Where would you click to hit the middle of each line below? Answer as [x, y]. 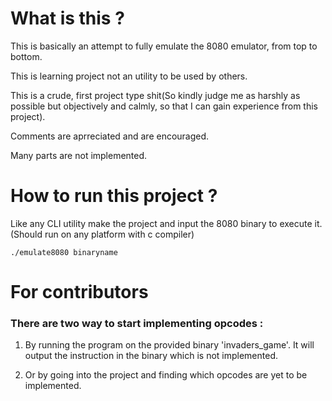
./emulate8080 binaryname [64, 252]
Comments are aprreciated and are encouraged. [110, 136]
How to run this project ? [114, 196]
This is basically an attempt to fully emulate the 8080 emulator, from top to [164, 46]
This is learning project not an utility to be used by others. [129, 76]
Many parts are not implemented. [79, 155]
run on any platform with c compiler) [119, 234]
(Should [26, 234]
